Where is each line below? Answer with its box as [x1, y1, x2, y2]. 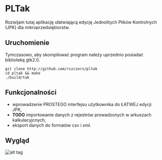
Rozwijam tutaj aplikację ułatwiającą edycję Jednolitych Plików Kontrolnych [5, 19, 157, 25]
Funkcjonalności [5, 88, 57, 97]
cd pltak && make [5, 71, 41, 76]
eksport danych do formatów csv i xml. [12, 122, 91, 128]
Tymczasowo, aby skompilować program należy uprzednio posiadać [5, 52, 144, 57]
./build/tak [5, 75, 29, 80]
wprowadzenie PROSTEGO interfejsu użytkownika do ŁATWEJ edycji [12, 101, 152, 107]
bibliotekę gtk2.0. [5, 57, 40, 63]
